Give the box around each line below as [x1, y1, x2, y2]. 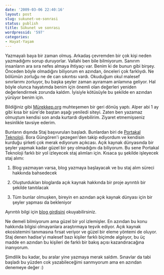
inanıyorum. [5, 244, 29, 250]
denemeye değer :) [5, 264, 44, 270]
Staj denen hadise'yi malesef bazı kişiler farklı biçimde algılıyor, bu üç [5, 234, 146, 240]
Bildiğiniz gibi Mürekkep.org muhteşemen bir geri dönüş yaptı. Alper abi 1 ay [5, 104, 159, 110]
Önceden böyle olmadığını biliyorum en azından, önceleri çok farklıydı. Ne [5, 68, 154, 74]
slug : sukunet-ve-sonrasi [5, 16, 58, 21]
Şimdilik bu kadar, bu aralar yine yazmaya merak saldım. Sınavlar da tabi [5, 254, 151, 260]
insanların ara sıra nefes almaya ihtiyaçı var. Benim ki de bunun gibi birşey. [5, 63, 156, 69]
